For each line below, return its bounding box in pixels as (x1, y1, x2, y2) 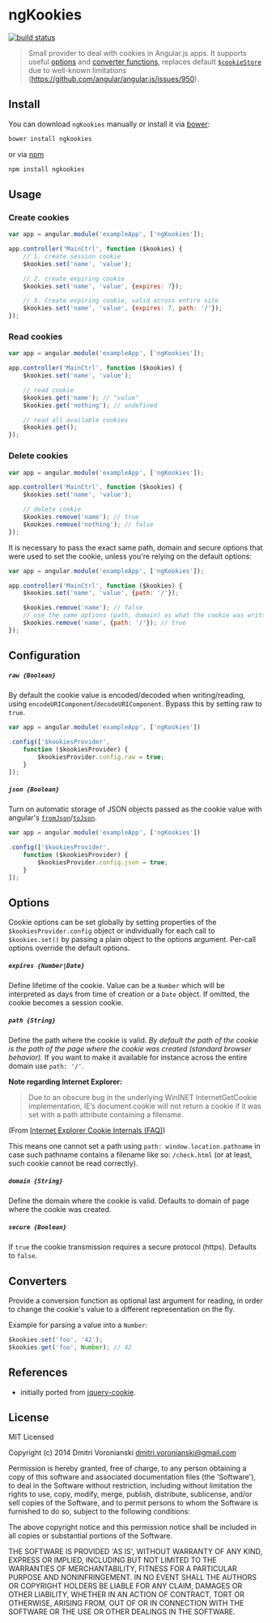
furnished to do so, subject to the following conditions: (8, 1506, 190, 1517)
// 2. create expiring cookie (23, 274, 125, 283)
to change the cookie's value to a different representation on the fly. (8, 1304, 236, 1314)
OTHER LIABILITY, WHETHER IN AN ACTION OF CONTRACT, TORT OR (8, 1590, 244, 1599)
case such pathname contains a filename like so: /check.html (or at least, (8, 1150, 253, 1160)
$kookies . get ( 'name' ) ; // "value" (23, 393, 139, 402)
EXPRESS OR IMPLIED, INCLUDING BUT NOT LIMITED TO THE (8, 1555, 217, 1565)
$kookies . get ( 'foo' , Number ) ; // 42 (8, 1343, 132, 1351)
